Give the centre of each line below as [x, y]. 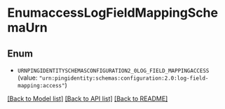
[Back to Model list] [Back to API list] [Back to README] [88, 99]
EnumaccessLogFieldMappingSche [113, 13]
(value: [27, 78]
